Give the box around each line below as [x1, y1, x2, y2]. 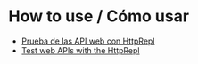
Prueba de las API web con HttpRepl [21, 36, 155, 46]
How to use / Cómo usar [8, 6, 189, 27]
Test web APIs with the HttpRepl [21, 44, 140, 55]
